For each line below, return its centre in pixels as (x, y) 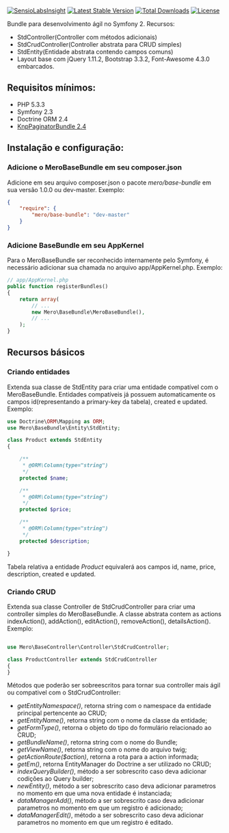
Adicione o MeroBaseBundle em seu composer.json (95, 167)
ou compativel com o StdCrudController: (64, 692)
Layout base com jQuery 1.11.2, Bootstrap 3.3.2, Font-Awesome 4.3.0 (113, 59)
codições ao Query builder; (55, 779)
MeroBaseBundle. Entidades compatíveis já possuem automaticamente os (111, 394)
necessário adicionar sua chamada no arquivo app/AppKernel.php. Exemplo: (115, 268)
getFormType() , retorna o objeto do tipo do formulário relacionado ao (114, 728)
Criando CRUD (31, 591)
